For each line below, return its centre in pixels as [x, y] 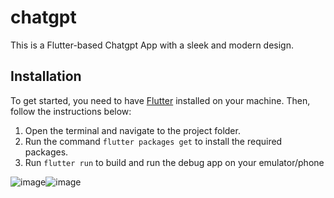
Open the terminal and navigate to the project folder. [132, 130]
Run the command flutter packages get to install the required [153, 141]
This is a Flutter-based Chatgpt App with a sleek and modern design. [152, 45]
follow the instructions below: [71, 111]
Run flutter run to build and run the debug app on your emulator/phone [174, 162]
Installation [46, 76]
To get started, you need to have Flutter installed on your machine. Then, [160, 100]
